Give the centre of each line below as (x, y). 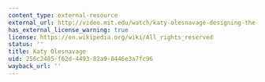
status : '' (26, 45)
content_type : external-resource (63, 15)
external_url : (32, 23)
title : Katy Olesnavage (47, 52)
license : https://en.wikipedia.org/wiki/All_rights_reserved (111, 37)
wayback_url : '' (35, 66)
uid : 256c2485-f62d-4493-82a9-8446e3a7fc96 (81, 59)
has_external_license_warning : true (68, 30)
